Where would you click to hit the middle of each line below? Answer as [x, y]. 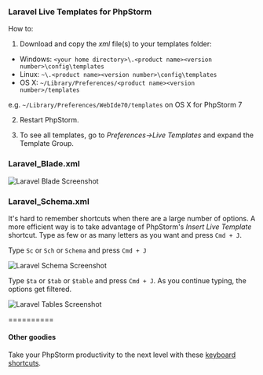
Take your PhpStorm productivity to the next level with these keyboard [122, 355]
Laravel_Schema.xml [49, 201]
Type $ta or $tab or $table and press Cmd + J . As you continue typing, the [128, 280]
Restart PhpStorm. [49, 120]
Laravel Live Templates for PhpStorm [80, 12]
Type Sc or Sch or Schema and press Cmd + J [77, 250]
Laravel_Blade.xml [44, 164]
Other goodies [32, 337]
